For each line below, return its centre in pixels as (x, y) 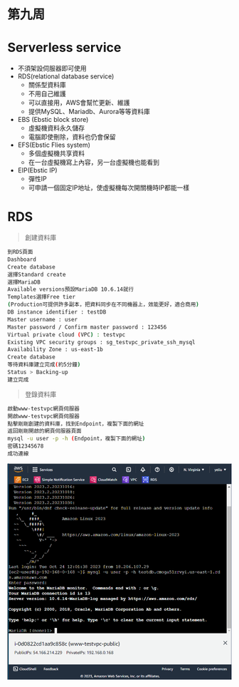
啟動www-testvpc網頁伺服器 (43, 408)
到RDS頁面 (20, 252)
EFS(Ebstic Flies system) (54, 145)
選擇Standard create (37, 274)
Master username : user (43, 319)
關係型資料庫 (47, 85)
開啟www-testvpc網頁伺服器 (43, 416)
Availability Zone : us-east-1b (55, 350)
